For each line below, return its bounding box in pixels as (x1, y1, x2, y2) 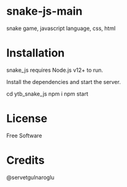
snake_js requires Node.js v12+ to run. (6, 66, 103, 74)
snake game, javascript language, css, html (6, 25, 116, 32)
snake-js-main (6, 4, 83, 18)
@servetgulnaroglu (6, 174, 55, 181)
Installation (6, 46, 65, 60)
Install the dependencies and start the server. (6, 78, 121, 85)
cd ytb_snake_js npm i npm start (6, 90, 89, 97)
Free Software (6, 132, 42, 139)
